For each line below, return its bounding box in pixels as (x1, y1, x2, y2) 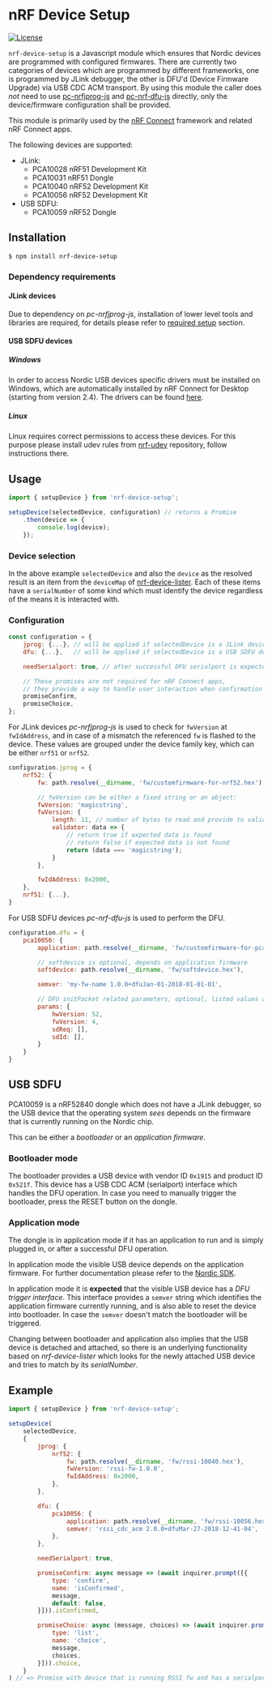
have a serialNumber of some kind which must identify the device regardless (8, 585, 263, 595)
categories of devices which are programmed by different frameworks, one (8, 65, 259, 75)
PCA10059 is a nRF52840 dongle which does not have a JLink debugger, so (8, 1099, 261, 1109)
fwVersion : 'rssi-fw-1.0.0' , (66, 1465, 164, 1473)
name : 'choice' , (51, 1637, 107, 1645)
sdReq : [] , (51, 1025, 89, 1033)
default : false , (51, 1599, 107, 1607)
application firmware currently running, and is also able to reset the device (8, 1301, 257, 1311)
